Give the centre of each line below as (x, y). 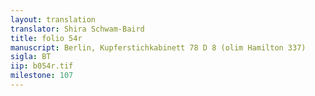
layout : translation (53, 19)
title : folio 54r (46, 38)
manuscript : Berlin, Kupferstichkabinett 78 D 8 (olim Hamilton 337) (158, 47)
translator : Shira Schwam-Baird (77, 29)
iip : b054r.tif (42, 66)
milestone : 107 (42, 76)
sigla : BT (31, 57)
